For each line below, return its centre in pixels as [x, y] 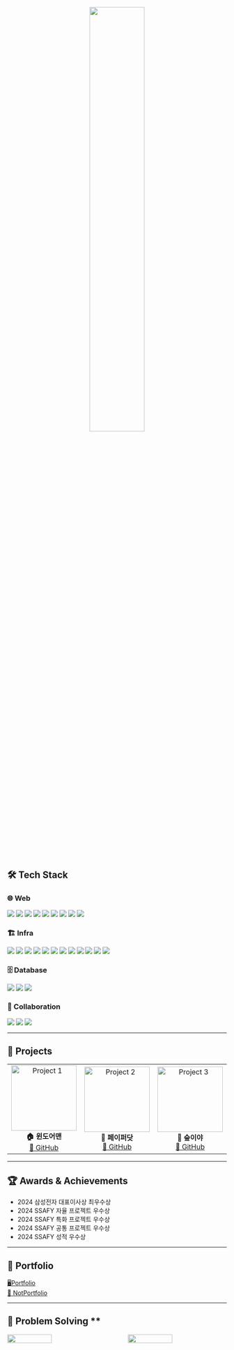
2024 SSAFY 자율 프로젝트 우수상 [63, 1211]
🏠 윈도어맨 [44, 1137]
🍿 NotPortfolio [27, 1293]
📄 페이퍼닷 [117, 1138]
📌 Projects [30, 1051]
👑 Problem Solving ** [54, 1321]
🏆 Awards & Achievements [68, 1181]
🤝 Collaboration [34, 1007]
